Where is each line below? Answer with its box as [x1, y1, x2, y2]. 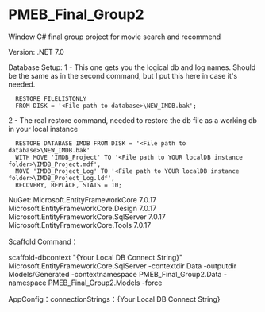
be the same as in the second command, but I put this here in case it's [8, 71, 238, 80]
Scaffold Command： [8, 237, 79, 246]
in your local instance [8, 124, 79, 133]
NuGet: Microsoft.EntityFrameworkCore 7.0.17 [8, 195, 157, 204]
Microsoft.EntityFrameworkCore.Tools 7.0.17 [8, 220, 152, 229]
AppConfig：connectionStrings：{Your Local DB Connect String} [8, 294, 221, 303]
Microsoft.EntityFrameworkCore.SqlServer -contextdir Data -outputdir [8, 260, 236, 271]
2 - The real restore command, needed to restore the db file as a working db [8, 115, 258, 125]
